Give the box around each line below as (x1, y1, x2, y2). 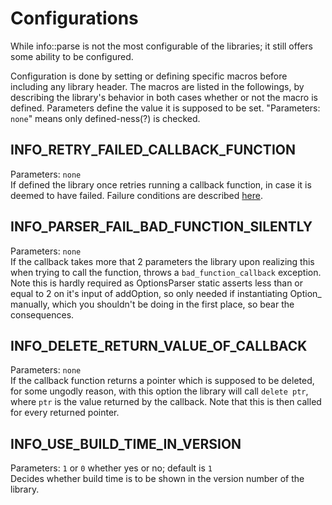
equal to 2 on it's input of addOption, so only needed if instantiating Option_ (10, 287, 322, 299)
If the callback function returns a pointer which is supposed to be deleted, (10, 375, 315, 387)
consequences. (10, 308, 75, 321)
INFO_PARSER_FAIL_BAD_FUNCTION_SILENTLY (10, 218, 313, 236)
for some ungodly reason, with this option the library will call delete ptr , (10, 385, 309, 397)
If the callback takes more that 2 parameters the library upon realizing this (10, 255, 315, 267)
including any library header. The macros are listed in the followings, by (10, 80, 305, 92)
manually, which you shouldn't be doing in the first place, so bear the (10, 298, 295, 310)
